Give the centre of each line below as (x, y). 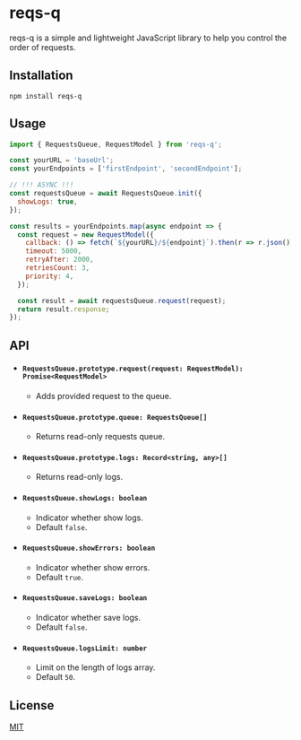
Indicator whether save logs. (88, 617)
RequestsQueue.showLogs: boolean (85, 498)
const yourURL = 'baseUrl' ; (62, 161)
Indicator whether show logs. (89, 518)
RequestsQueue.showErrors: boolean (89, 548)
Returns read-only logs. (79, 477)
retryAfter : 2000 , (60, 260)
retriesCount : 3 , (58, 268)
